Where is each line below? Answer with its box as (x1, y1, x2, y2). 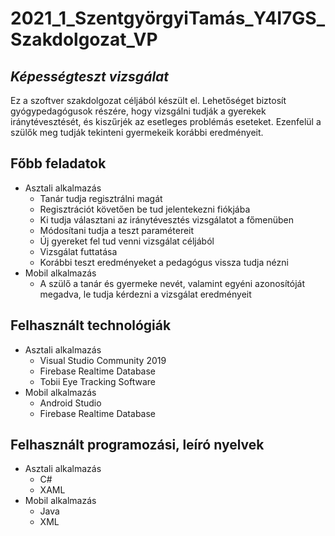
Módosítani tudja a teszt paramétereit (39, 224, 195, 236)
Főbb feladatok (10, 155, 107, 172)
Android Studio (39, 397, 102, 409)
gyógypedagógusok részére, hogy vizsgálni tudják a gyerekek (10, 105, 267, 117)
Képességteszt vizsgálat (10, 68, 170, 85)
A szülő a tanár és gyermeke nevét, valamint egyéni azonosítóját (39, 277, 306, 289)
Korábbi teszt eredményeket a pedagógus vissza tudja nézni (39, 256, 289, 268)
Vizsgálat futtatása (39, 245, 118, 257)
